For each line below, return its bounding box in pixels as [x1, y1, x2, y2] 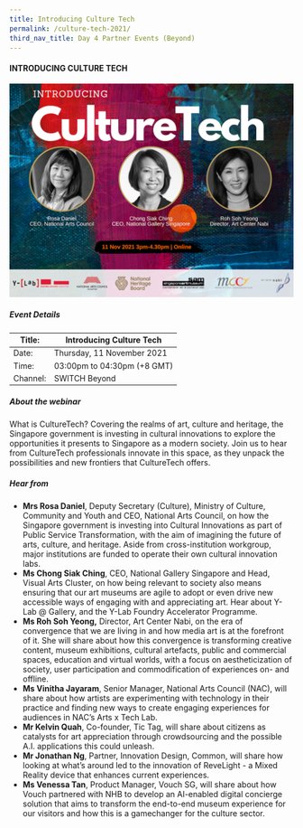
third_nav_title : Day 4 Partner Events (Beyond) [9, 33, 196, 42]
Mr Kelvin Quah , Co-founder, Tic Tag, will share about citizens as [22, 721, 266, 732]
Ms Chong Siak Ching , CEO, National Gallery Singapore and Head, [22, 568, 271, 579]
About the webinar [9, 396, 81, 407]
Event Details [9, 309, 60, 320]
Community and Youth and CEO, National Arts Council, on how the [22, 511, 269, 522]
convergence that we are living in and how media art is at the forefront [22, 626, 284, 636]
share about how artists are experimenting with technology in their [22, 692, 270, 704]
